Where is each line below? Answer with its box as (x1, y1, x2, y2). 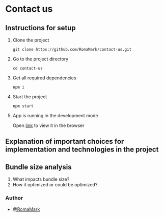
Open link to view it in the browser (12, 122, 85, 128)
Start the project (12, 94, 47, 100)
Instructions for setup (5, 24, 76, 32)
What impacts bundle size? (12, 176, 70, 182)
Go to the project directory (12, 56, 69, 62)
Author (5, 194, 23, 202)
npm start (12, 103, 34, 108)
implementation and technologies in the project (5, 145, 159, 154)
